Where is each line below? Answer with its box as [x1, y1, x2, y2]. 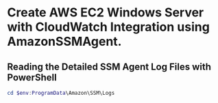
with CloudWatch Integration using [7, 19, 210, 35]
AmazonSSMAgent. [7, 34, 122, 49]
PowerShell [7, 72, 57, 83]
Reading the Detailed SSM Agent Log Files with [7, 61, 211, 72]
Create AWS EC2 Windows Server [7, 5, 204, 20]
